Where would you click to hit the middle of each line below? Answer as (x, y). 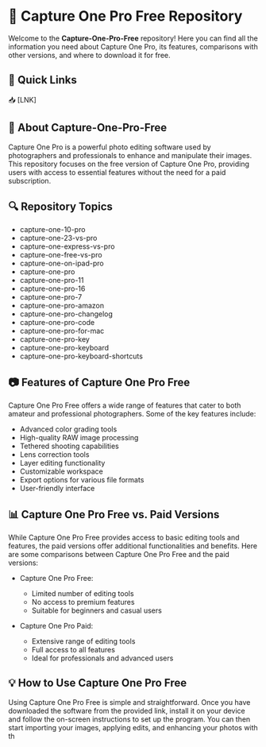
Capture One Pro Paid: (56, 626)
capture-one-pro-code (57, 323)
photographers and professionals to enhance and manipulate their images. (130, 155)
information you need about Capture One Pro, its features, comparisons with (133, 46)
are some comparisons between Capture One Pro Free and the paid (119, 554)
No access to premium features (83, 602)
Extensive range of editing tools (83, 641)
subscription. (30, 180)
